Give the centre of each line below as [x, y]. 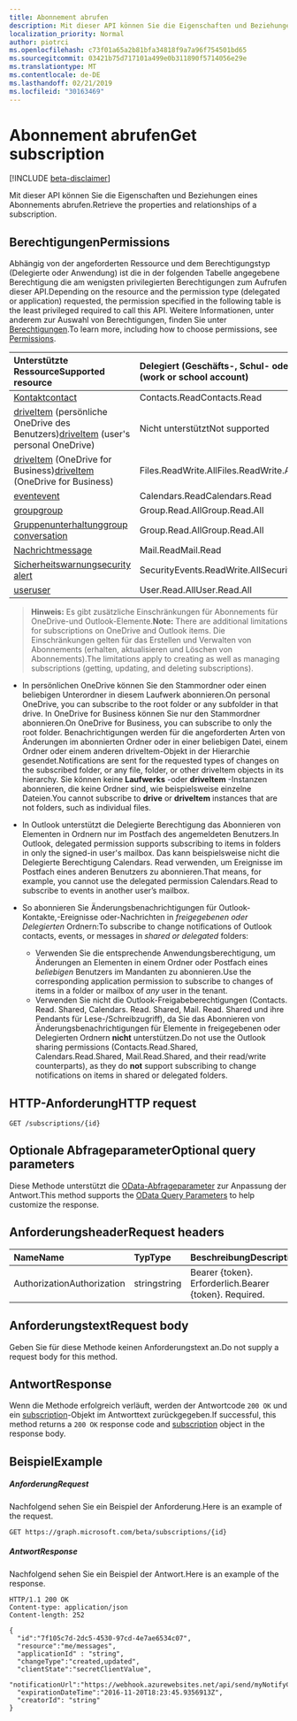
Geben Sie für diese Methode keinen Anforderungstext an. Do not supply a [144, 1347]
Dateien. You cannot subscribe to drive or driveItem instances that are [150, 798]
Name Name [39, 1257]
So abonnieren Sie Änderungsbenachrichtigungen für [119, 908]
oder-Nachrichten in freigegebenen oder [174, 918]
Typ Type [152, 1257]
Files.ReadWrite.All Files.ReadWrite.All [217, 471]
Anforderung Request [49, 1484]
